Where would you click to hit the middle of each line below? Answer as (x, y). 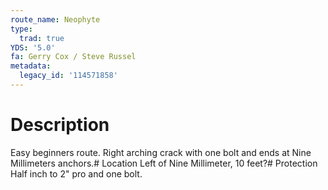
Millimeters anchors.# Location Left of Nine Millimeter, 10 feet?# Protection (164, 163)
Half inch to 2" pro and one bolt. (76, 173)
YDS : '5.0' (33, 47)
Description (60, 125)
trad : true (42, 38)
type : (21, 29)
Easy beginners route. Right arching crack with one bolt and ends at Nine (161, 152)
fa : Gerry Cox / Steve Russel (73, 57)
